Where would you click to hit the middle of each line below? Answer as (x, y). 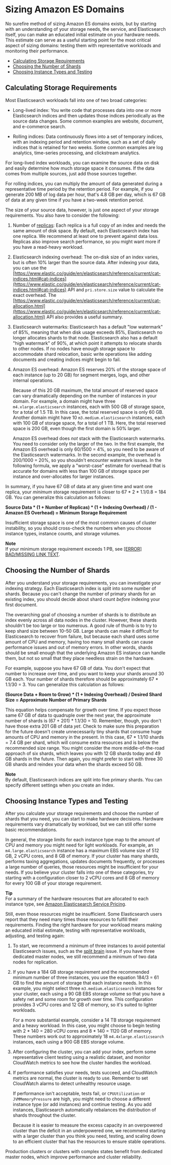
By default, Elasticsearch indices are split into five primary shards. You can (84, 779)
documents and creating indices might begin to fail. (67, 359)
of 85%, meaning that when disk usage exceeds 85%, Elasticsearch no (87, 332)
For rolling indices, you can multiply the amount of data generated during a (84, 184)
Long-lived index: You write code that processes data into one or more (87, 110)
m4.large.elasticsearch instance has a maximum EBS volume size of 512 (82, 851)
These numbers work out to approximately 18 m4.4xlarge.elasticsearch (88, 1036)
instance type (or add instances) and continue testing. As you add (82, 1104)
